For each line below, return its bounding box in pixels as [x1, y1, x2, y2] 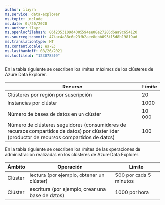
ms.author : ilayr [5, 26, 41, 30]
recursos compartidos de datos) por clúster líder [7, 128, 119, 135]
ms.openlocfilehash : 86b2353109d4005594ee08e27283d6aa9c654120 [5, 30, 137, 35]
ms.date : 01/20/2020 [5, 21, 48, 26]
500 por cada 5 [115, 172, 151, 178]
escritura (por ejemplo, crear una [29, 186, 106, 193]
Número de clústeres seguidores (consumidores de [7, 121, 126, 128]
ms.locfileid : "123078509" [5, 53, 60, 58]
